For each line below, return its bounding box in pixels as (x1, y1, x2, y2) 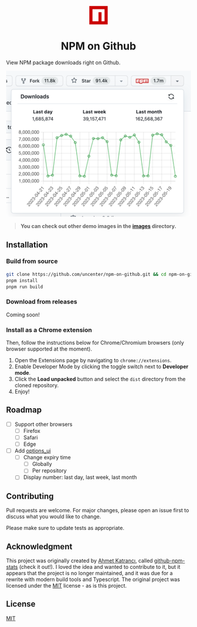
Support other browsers (14, 421, 73, 428)
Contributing (6, 491, 54, 501)
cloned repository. (14, 382, 59, 389)
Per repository (32, 467, 67, 474)
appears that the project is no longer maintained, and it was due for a (6, 570, 173, 577)
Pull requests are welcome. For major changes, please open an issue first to (6, 507, 189, 514)
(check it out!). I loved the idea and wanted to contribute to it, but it (19, 563, 181, 571)
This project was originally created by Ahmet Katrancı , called (6, 557, 154, 564)
